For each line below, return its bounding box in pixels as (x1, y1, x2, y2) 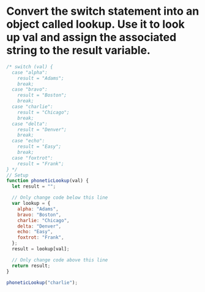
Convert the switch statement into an (6, 4, 199, 18)
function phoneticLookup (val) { (6, 178, 89, 184)
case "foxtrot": (12, 155, 53, 161)
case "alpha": (12, 69, 48, 75)
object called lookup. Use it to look (6, 17, 185, 31)
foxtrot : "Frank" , (17, 234, 64, 240)
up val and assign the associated (6, 31, 177, 44)
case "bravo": (12, 86, 48, 93)
